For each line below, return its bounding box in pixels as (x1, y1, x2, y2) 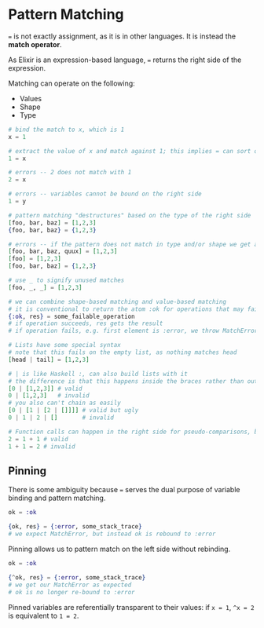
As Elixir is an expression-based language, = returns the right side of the (8, 55, 242, 64)
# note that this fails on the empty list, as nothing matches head (8, 349, 237, 356)
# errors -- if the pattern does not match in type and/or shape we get (8, 240, 251, 248)
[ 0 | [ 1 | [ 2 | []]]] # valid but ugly (8, 407, 139, 414)
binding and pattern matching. (8, 493, 106, 503)
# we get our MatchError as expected (8, 581, 132, 589)
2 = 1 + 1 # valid (8, 435, 68, 443)
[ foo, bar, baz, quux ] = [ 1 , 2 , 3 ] (8, 247, 118, 256)
